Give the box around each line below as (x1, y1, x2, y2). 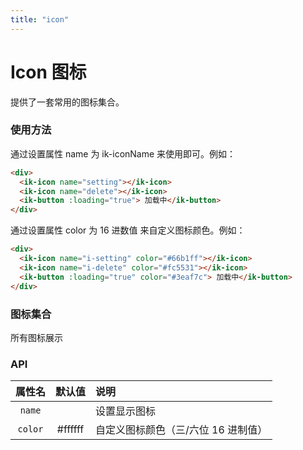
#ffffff (56, 422, 85, 436)
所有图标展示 (10, 331, 63, 343)
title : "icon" (10, 14, 70, 25)
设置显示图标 (95, 404, 157, 418)
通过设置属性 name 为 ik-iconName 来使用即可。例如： (10, 147, 237, 160)
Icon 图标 (10, 61, 87, 83)
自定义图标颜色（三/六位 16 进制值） (95, 423, 268, 437)
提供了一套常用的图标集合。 (10, 96, 125, 108)
